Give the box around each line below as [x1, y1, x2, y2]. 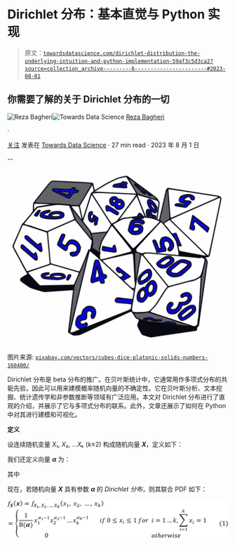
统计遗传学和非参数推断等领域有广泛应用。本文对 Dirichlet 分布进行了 [19, 393, 220, 401]
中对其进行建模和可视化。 [7, 410, 81, 419]
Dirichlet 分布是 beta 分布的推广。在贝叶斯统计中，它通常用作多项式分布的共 [7, 375, 228, 383]
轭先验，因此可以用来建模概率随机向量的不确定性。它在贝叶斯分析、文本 [7, 384, 216, 393]
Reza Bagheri [126, 112, 165, 121]
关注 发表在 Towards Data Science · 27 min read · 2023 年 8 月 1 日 [7, 140, 200, 149]
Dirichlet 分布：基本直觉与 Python [7, 6, 206, 22]
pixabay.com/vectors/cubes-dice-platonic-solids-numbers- [34, 354, 208, 362]
